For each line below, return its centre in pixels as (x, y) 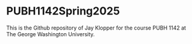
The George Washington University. (51, 34)
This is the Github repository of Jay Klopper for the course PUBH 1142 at (96, 28)
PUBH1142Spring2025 (63, 11)
